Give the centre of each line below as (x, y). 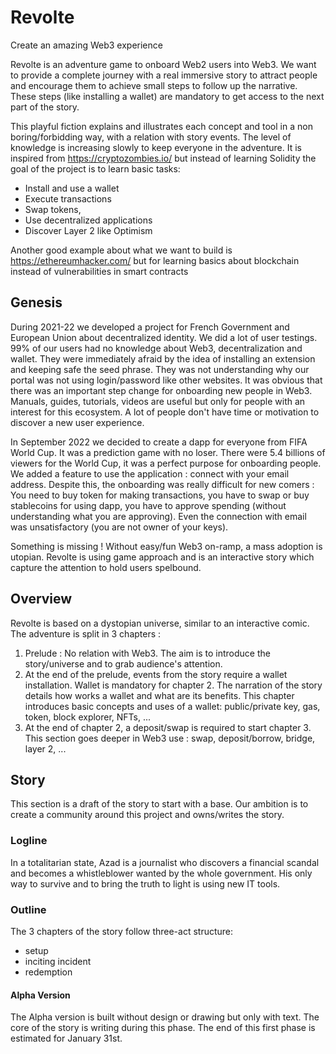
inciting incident (58, 961)
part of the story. (45, 107)
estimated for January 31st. (66, 1038)
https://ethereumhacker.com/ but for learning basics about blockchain (155, 260)
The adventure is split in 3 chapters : (86, 633)
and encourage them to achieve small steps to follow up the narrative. (154, 85)
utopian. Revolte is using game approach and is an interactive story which (162, 557)
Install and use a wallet (72, 188)
